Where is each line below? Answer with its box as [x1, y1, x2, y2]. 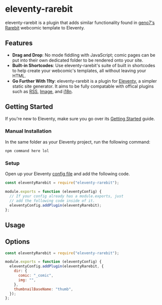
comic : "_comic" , [18, 273, 54, 278]
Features [5, 39, 33, 47]
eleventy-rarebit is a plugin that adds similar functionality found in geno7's [5, 20, 155, 25]
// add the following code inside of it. [9, 198, 95, 203]
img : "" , [18, 278, 36, 282]
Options [5, 237, 30, 246]
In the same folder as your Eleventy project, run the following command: [5, 139, 151, 145]
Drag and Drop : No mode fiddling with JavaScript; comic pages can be [12, 52, 156, 58]
